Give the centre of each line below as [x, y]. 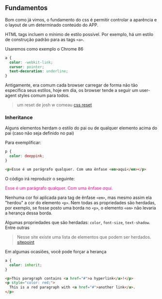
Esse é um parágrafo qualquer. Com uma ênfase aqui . [59, 188]
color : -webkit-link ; [31, 62]
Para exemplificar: [23, 142]
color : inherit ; [26, 265]
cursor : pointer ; [27, 67]
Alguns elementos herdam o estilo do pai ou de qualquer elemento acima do [81, 128]
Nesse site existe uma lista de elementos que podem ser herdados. [84, 237]
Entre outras [17, 228]
